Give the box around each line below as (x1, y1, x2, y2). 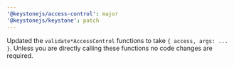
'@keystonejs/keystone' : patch (6, 17, 100, 24)
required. (6, 51, 33, 60)
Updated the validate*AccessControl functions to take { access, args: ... (6, 36, 228, 44)
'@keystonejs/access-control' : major (6, 10, 119, 18)
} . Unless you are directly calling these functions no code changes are (6, 44, 213, 52)
